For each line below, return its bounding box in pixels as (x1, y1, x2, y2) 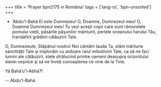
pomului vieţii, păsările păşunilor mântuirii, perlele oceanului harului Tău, (12, 29, 157, 34)
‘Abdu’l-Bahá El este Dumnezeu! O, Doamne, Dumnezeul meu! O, (12, 19, 142, 24)
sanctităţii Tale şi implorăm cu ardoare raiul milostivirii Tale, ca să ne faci (5, 48, 149, 54)
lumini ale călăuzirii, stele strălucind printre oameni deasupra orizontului (5, 54, 149, 59)
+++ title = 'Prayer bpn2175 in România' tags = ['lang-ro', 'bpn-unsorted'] (5, 4, 152, 10)
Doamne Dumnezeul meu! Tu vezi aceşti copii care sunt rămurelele (12, 24, 146, 29)
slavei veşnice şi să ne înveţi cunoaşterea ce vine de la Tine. (5, 59, 126, 64)
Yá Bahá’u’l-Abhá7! (5, 68, 43, 74)
